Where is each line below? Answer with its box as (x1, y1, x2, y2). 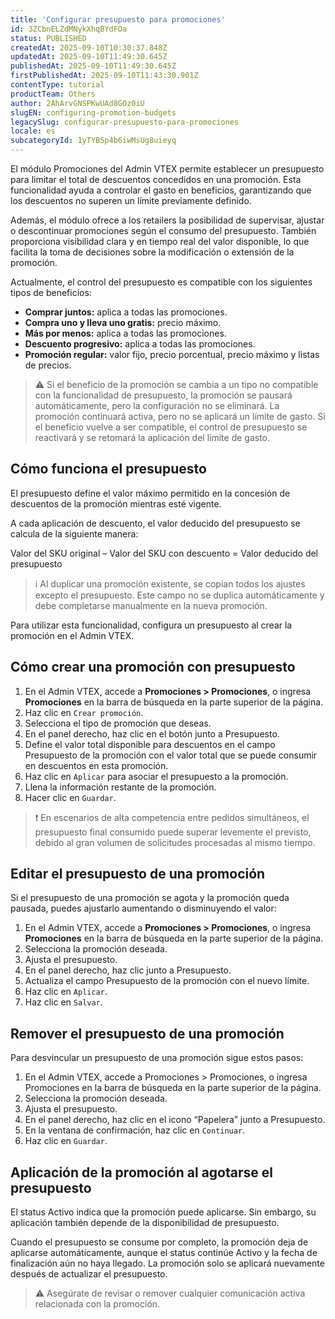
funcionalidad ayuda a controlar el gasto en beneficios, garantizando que (10, 184, 312, 196)
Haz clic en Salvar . (24, 996, 103, 1008)
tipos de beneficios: (10, 287, 92, 298)
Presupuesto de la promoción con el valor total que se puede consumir (24, 749, 318, 761)
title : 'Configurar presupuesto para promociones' (10, 14, 226, 25)
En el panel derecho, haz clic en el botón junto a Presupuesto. (24, 727, 280, 740)
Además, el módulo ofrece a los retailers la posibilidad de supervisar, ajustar (10, 214, 325, 226)
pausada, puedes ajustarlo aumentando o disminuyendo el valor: (10, 902, 277, 915)
